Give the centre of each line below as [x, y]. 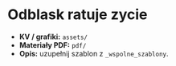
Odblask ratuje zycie [78, 15]
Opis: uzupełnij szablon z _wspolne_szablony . [94, 53]
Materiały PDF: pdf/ [53, 45]
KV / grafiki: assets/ [53, 37]
